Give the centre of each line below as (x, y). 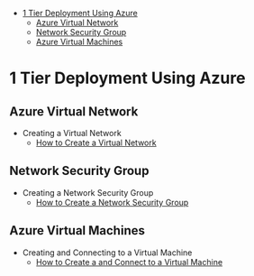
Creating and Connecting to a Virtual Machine (107, 253)
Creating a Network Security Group (88, 192)
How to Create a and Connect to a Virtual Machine (129, 262)
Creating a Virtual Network (72, 133)
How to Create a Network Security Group (112, 202)
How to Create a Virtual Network (96, 143)
